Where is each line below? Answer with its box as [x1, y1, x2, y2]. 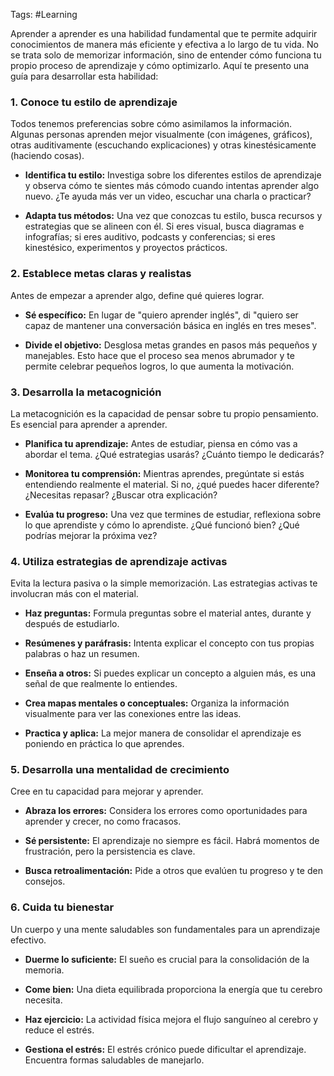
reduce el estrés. [24, 1024, 95, 1036]
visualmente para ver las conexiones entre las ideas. [24, 708, 242, 720]
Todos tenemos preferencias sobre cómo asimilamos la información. [10, 118, 293, 130]
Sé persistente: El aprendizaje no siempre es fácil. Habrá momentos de [24, 835, 320, 847]
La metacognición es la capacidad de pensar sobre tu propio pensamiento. [10, 407, 319, 419]
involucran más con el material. [10, 588, 139, 600]
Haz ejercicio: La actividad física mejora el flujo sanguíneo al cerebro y [24, 1013, 319, 1025]
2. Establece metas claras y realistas [10, 267, 192, 281]
